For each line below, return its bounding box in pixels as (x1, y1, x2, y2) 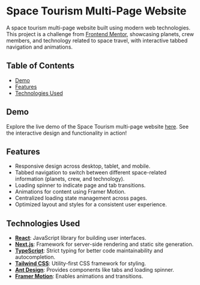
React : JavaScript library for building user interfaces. (14, 234, 147, 242)
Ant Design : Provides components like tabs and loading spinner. (14, 266, 174, 274)
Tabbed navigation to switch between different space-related (14, 169, 167, 176)
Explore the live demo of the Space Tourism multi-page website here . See (6, 123, 189, 130)
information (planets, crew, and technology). (14, 176, 125, 183)
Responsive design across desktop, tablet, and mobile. (14, 162, 151, 170)
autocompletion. (14, 254, 56, 261)
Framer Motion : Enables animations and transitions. (14, 272, 144, 280)
